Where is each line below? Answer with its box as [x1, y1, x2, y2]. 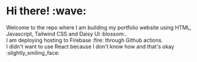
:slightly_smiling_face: [6, 49, 60, 56]
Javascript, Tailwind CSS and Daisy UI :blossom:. [6, 30, 127, 37]
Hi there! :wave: [6, 4, 87, 18]
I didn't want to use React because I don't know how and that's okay [6, 43, 174, 50]
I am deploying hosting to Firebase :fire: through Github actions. [6, 36, 163, 44]
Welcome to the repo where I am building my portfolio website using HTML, [6, 24, 192, 31]
